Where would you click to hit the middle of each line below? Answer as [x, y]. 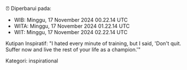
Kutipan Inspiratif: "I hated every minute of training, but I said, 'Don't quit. [93, 43]
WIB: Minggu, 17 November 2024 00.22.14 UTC [71, 20]
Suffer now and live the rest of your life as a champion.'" [73, 49]
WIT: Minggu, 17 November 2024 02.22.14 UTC [71, 32]
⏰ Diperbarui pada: [29, 8]
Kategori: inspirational [32, 61]
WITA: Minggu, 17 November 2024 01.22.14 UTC [72, 26]
